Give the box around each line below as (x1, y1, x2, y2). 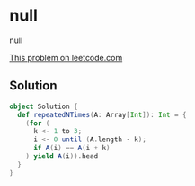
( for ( (25, 118, 50, 128)
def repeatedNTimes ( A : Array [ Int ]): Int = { (17, 110, 187, 119)
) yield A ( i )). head (25, 152, 99, 161)
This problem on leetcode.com (9, 52, 123, 63)
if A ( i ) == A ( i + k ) (32, 144, 111, 153)
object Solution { (9, 102, 78, 111)
